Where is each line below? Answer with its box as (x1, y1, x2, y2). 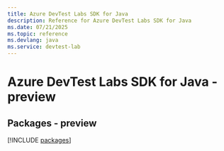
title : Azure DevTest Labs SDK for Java (7, 10, 129, 18)
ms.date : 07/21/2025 (7, 23, 69, 30)
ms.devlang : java (7, 37, 59, 44)
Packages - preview (7, 117, 97, 129)
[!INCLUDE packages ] (7, 136, 72, 144)
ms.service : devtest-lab (7, 43, 81, 50)
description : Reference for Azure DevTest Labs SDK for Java (7, 17, 192, 24)
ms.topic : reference (7, 30, 69, 38)
